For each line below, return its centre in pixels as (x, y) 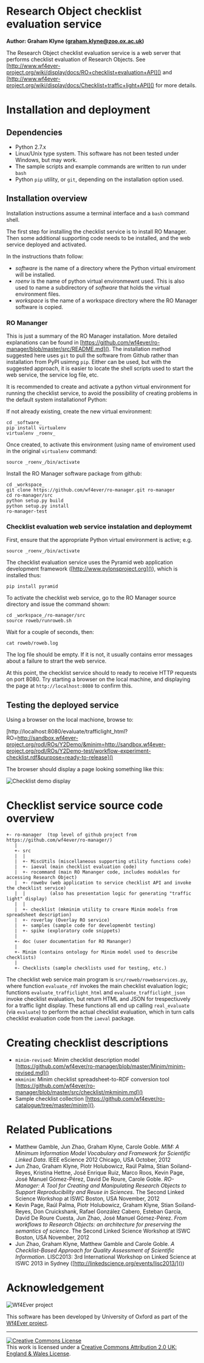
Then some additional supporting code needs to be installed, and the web (99, 238)
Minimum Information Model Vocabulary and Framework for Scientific (103, 1153)
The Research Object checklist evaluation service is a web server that (93, 52)
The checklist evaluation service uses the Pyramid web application (90, 563)
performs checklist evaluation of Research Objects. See (76, 59)
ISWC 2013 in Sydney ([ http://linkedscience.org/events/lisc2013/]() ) (100, 1263)
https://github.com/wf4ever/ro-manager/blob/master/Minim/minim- (101, 1066)
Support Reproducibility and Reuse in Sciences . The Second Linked (100, 1192)
